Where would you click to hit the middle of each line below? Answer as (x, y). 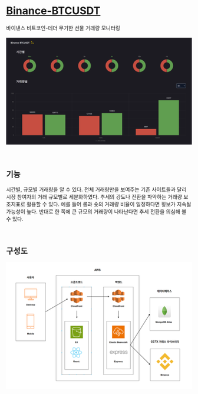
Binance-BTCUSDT (53, 11)
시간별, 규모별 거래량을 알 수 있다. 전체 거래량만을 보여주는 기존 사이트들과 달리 (96, 189)
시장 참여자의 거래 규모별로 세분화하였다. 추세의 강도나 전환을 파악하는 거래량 (94, 197)
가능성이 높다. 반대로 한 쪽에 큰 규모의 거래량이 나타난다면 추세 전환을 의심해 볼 (96, 212)
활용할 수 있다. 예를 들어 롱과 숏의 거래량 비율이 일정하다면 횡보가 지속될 (109, 204)
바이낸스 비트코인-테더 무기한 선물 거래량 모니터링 (63, 28)
